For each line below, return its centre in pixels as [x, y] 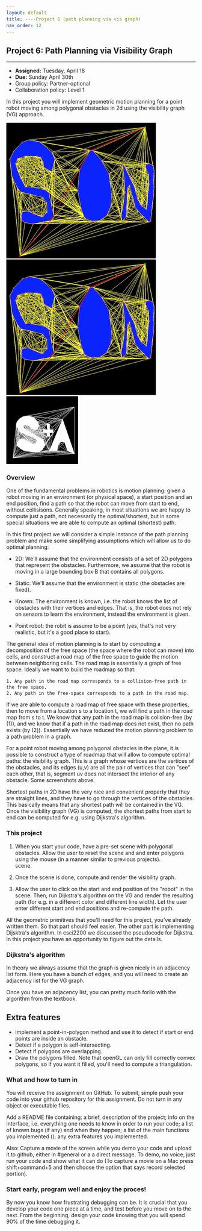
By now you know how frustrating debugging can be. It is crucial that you [97, 1203]
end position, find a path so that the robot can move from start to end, [93, 504]
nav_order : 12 [24, 25]
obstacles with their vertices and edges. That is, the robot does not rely [103, 608]
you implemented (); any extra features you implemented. [77, 1136]
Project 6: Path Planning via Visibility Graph [90, 50]
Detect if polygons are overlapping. [59, 1051]
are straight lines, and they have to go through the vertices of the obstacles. [100, 798]
